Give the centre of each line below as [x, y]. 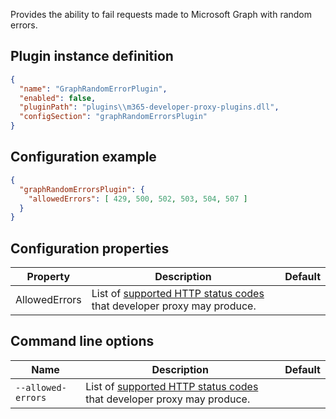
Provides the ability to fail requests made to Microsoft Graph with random [161, 14]
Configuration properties [90, 248]
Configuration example [83, 157]
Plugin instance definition [92, 56]
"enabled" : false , [58, 98]
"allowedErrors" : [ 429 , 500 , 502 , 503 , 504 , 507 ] [138, 199]
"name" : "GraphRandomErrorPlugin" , [93, 89]
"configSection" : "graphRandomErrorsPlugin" [113, 117]
